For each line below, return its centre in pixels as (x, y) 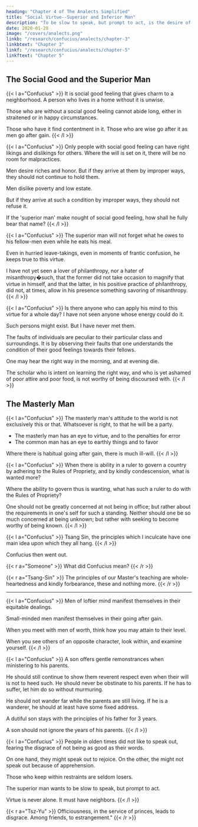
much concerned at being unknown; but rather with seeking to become (93, 519)
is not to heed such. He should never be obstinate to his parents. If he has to (99, 683)
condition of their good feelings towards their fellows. (71, 350)
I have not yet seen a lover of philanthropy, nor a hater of (75, 271)
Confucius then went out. (37, 555)
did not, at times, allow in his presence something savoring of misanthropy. (97, 291)
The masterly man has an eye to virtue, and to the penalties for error (98, 436)
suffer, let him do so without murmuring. (55, 689)
